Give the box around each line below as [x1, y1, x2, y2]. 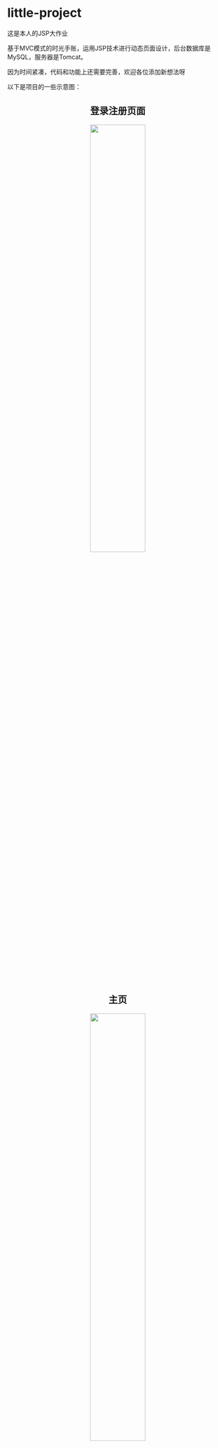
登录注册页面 [90, 105, 146, 117]
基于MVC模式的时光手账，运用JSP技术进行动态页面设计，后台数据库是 [7, 43, 211, 52]
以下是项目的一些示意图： [7, 82, 81, 90]
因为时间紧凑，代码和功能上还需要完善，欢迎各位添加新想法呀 [7, 67, 186, 76]
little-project [7, 5, 82, 21]
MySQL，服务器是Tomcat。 [7, 53, 88, 61]
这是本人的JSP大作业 [7, 29, 68, 37]
